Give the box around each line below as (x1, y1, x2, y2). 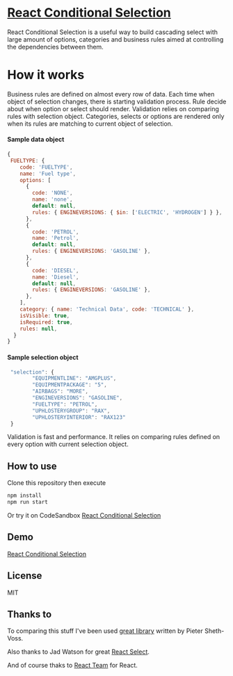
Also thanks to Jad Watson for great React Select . (7, 648, 150, 656)
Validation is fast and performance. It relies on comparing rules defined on (7, 433, 220, 441)
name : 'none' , (32, 196, 73, 203)
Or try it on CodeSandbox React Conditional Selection (7, 511, 161, 519)
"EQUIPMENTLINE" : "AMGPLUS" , (32, 375, 117, 382)
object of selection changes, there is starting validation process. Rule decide (7, 97, 227, 106)
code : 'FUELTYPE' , (19, 163, 73, 171)
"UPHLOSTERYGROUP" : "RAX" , (32, 407, 111, 414)
